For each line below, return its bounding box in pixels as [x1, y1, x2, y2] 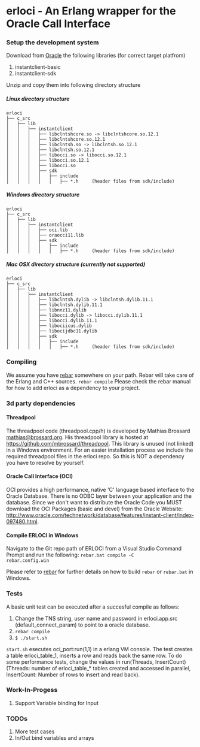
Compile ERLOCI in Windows [6, 531, 79, 539]
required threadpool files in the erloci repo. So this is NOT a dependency [6, 452, 184, 459]
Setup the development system [6, 38, 99, 47]
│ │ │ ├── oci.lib [6, 227, 68, 233]
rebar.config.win [6, 558, 50, 564]
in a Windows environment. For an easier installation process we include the [6, 446, 193, 453]
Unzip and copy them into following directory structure [6, 81, 141, 89]
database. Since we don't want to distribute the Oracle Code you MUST [6, 499, 182, 506]
